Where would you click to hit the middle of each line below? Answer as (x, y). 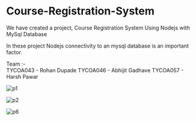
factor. (14, 52)
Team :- (16, 64)
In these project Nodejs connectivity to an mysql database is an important (98, 46)
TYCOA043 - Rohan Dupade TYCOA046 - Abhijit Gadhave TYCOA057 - (95, 70)
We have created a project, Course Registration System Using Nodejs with (98, 28)
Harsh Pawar (22, 76)
